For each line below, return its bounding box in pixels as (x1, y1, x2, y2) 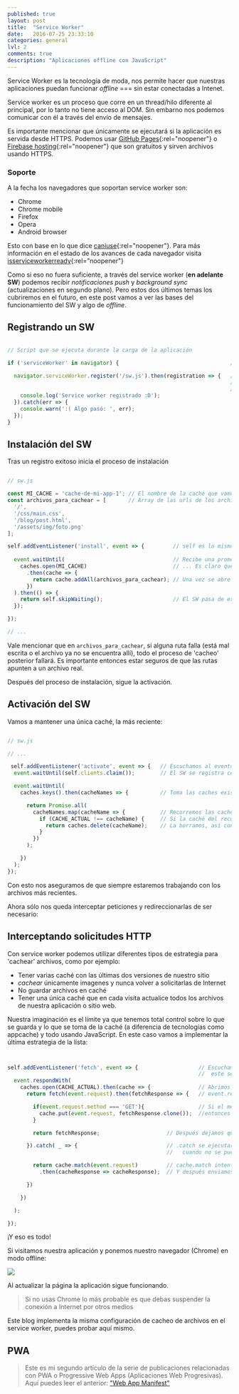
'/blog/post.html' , (14, 516, 72, 524)
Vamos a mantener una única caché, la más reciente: (7, 717, 163, 726)
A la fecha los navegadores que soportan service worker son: (7, 183, 188, 193)
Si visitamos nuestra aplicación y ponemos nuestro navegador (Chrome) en (7, 1246, 229, 1255)
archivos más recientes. (7, 888, 78, 897)
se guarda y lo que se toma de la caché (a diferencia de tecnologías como (7, 1023, 225, 1031)
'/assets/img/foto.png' (14, 523, 84, 531)
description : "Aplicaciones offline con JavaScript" (7, 57, 167, 64)
